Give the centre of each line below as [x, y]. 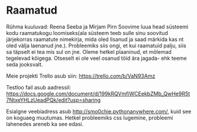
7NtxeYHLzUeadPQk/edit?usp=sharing [54, 100]
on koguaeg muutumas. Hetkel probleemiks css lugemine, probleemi [90, 117]
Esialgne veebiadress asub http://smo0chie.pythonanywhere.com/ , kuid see [99, 111]
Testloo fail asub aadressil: [38, 87]
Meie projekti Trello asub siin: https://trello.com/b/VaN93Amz [81, 76]
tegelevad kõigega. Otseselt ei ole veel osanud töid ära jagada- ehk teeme [97, 58]
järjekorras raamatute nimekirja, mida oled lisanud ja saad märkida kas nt [95, 39]
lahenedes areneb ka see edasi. [45, 124]
